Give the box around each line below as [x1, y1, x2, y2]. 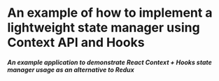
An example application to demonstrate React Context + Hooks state [7, 58, 212, 66]
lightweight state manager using [7, 20, 201, 36]
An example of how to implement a [7, 5, 213, 21]
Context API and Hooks [7, 35, 145, 50]
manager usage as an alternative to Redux [7, 65, 134, 74]
